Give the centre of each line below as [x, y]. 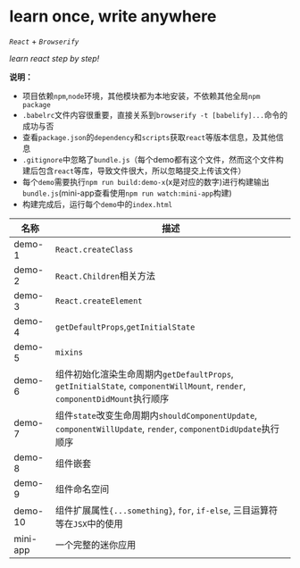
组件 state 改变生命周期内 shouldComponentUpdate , [156, 415]
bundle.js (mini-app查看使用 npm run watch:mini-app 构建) [127, 193]
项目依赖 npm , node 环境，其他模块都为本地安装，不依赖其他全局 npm [141, 96]
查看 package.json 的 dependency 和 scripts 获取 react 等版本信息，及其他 [149, 137]
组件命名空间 [82, 489]
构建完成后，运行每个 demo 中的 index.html [97, 204]
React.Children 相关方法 [105, 276]
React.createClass [94, 249]
